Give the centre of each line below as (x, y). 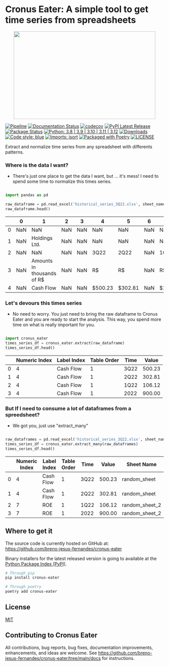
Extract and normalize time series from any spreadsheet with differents (79, 146)
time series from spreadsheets (71, 20)
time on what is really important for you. (54, 325)
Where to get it (29, 531)
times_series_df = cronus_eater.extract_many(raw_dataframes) (72, 444)
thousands (44, 273)
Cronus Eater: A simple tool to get (77, 9)
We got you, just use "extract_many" (50, 426)
